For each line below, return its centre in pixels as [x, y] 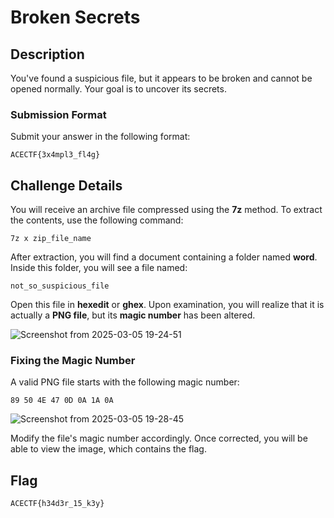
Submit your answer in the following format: [100, 137]
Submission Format [58, 114]
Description [47, 54]
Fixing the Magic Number [73, 361]
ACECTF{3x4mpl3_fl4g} [55, 155]
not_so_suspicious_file [60, 286]
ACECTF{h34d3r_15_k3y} [57, 504]
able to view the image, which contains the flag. [108, 449]
